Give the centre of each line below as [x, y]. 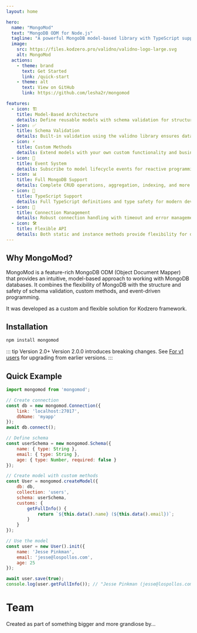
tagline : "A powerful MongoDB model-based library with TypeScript [96, 39]
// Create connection [33, 400]
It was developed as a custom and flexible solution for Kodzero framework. [96, 308]
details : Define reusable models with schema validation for [93, 120]
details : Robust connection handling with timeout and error [93, 218]
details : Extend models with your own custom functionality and [97, 152]
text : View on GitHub [48, 88]
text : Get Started [44, 71]
